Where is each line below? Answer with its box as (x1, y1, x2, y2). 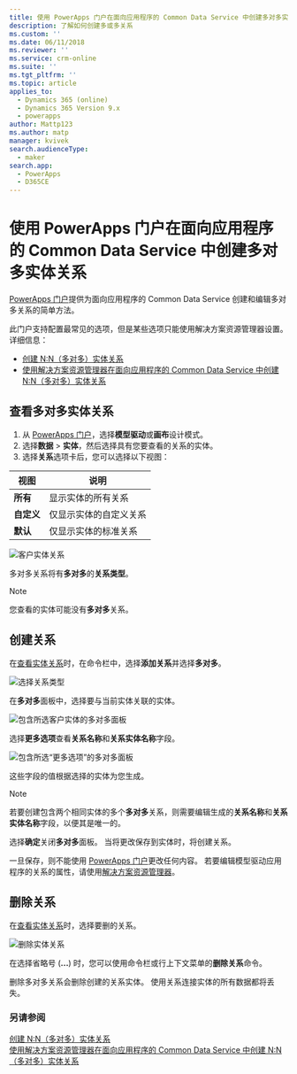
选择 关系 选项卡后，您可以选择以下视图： (21, 451, 170, 461)
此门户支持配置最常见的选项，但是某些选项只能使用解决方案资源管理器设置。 (9, 324, 288, 335)
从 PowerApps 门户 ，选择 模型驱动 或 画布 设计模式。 (21, 429, 208, 439)
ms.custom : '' (9, 29, 62, 38)
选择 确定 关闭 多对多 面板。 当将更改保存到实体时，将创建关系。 (9, 836, 236, 846)
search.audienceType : (9, 144, 89, 153)
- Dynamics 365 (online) (17, 95, 109, 104)
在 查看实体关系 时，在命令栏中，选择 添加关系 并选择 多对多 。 (9, 657, 226, 668)
